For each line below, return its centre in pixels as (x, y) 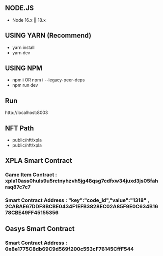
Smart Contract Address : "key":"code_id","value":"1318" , (77, 200)
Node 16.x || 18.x (29, 20)
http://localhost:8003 (27, 112)
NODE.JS (20, 8)
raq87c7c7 (18, 187)
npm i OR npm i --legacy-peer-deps (48, 80)
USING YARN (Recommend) (48, 36)
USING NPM (24, 68)
